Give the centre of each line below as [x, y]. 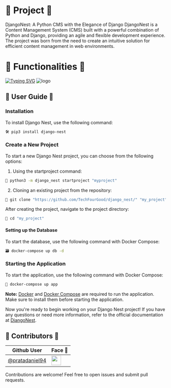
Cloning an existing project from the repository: [62, 190]
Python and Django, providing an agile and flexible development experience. [85, 35]
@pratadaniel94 [27, 361]
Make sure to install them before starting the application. [64, 299]
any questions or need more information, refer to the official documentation [84, 315]
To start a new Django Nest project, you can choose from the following [79, 156]
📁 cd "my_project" [25, 218]
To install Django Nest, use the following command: [59, 122]
